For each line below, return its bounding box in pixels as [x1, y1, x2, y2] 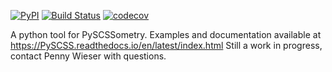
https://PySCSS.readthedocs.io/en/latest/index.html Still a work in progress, [10, 40, 323, 51]
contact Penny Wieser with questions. [10, 50, 167, 62]
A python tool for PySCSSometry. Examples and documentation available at [10, 29, 322, 40]
